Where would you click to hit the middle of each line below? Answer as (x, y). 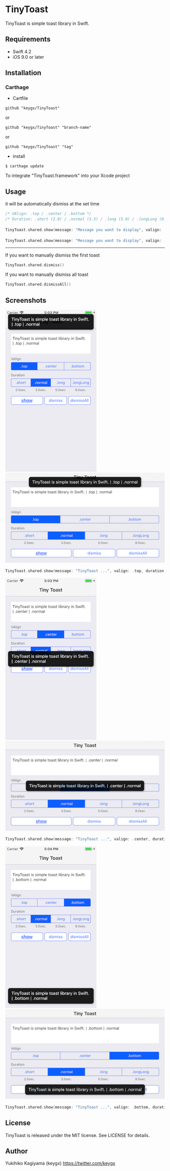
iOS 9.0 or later (28, 57)
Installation (23, 73)
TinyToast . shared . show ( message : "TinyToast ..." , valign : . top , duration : (86, 571)
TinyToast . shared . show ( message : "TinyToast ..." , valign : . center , (78, 839)
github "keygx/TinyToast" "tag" (39, 147)
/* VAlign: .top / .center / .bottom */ (49, 214)
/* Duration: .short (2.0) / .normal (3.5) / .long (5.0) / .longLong (81, 219)
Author (16, 1151)
